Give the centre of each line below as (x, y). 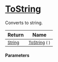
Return (16, 34)
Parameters (17, 55)
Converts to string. (24, 23)
